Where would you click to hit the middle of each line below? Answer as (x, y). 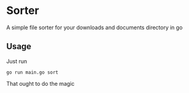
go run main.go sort (33, 72)
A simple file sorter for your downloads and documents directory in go (94, 27)
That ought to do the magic (41, 83)
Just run (17, 61)
